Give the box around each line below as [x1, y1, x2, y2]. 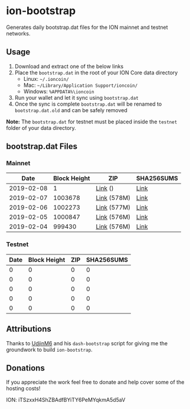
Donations [6, 363, 45, 373]
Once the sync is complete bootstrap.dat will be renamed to [14, 100, 162, 107]
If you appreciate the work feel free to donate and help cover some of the [6, 379, 185, 386]
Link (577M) [96, 204, 131, 212]
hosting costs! [6, 385, 41, 392]
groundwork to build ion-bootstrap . [6, 346, 93, 353]
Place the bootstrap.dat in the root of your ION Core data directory [14, 69, 178, 76]
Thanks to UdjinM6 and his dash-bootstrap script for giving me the [6, 339, 168, 346]
